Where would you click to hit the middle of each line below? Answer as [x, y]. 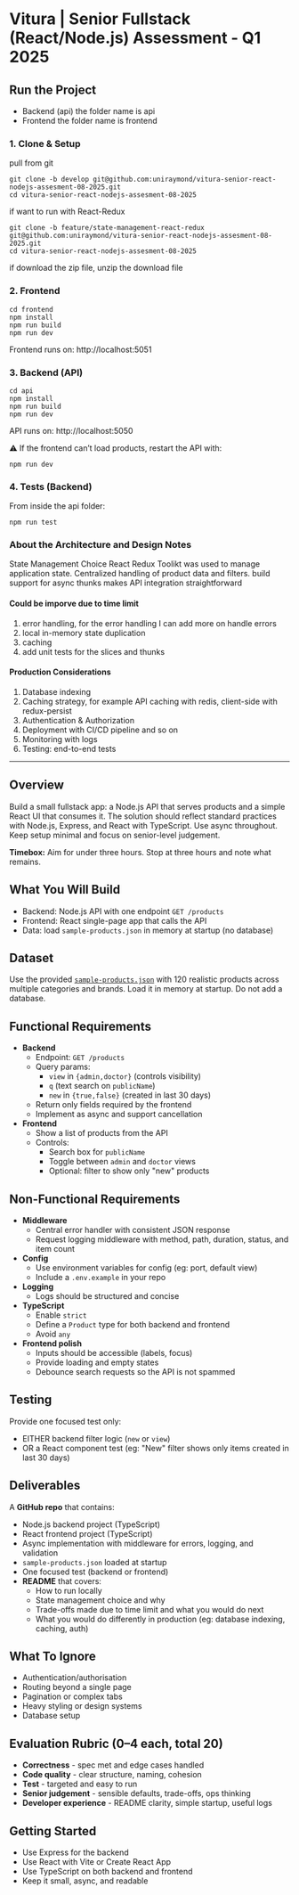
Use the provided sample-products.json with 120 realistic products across [144, 979]
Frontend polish [52, 1343]
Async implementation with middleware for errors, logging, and [137, 1543]
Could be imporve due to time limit [74, 604]
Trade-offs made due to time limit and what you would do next [149, 1609]
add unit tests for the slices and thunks [93, 651]
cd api [21, 391]
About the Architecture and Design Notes [101, 545]
